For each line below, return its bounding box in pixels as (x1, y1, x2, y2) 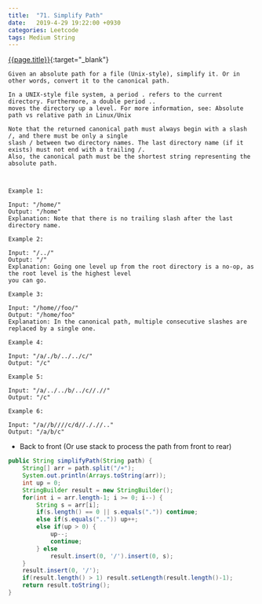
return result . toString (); (22, 581, 111, 590)
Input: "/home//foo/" (8, 304, 79, 312)
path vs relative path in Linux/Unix (8, 112, 132, 120)
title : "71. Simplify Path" (8, 11, 104, 20)
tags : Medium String (8, 33, 76, 42)
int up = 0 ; (22, 479, 61, 487)
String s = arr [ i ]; (36, 501, 100, 509)
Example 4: (8, 339, 44, 347)
